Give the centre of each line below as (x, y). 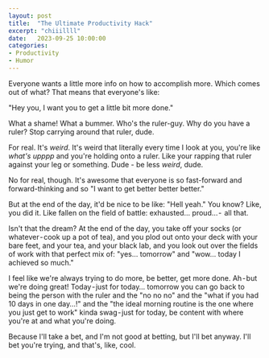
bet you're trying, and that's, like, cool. (72, 345)
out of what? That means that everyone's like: (84, 92)
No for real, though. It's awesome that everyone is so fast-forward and (125, 180)
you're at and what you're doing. (62, 321)
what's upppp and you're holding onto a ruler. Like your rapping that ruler (130, 156)
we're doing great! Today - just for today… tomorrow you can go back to (127, 286)
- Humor (21, 61)
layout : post (30, 16)
